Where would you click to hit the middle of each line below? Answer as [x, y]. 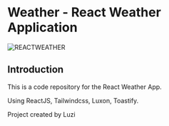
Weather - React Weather [84, 12]
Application [42, 27]
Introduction [36, 69]
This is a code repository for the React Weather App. [84, 87]
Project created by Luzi [42, 114]
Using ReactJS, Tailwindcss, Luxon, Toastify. [73, 100]
